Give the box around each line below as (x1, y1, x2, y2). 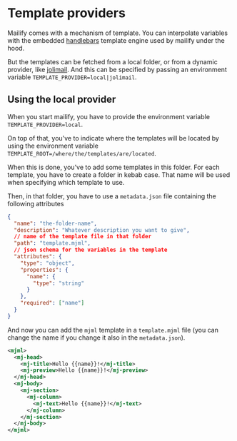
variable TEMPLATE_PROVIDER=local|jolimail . (7, 73, 137, 81)
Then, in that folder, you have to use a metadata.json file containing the (7, 191, 216, 201)
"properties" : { (20, 266, 69, 273)
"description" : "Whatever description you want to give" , (14, 226, 191, 233)
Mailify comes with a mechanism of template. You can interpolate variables (7, 29, 228, 37)
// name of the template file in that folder (14, 233, 152, 240)
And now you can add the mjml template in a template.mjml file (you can (7, 325, 219, 334)
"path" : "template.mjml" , (14, 240, 91, 247)
